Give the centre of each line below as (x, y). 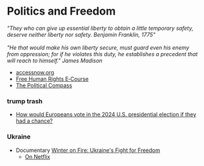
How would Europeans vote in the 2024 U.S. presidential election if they (106, 115)
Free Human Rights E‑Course (52, 79)
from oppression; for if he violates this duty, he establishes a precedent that (102, 54)
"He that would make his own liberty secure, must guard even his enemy (98, 48)
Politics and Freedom (62, 11)
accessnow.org (35, 72)
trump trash (25, 101)
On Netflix (37, 156)
